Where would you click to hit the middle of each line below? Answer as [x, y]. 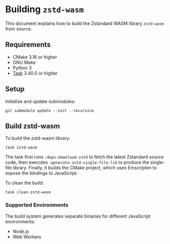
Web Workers [27, 236]
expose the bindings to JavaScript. [42, 173]
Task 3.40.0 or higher [35, 73]
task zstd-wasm [21, 148]
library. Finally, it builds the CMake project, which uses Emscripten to [85, 168]
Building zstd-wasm [45, 9]
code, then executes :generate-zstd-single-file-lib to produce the [77, 162]
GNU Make [24, 62]
